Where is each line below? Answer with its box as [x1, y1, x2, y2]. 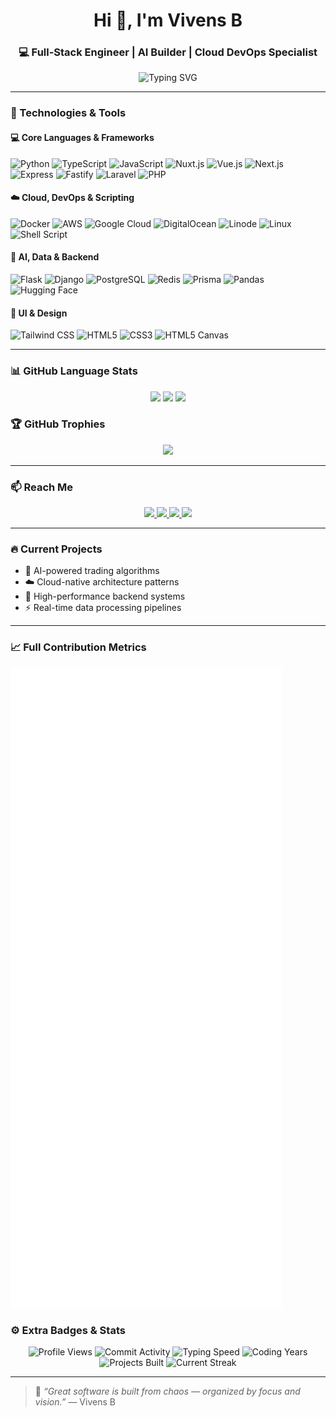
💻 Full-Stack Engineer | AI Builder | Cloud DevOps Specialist [18, 45, 318, 59]
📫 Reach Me [10, 480, 74, 494]
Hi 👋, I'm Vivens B [93, 9, 243, 32]
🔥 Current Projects [10, 542, 103, 556]
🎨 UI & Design [10, 307, 68, 319]
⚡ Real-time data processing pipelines [24, 602, 182, 614]
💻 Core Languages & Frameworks [10, 132, 155, 143]
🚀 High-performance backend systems [24, 590, 186, 603]
